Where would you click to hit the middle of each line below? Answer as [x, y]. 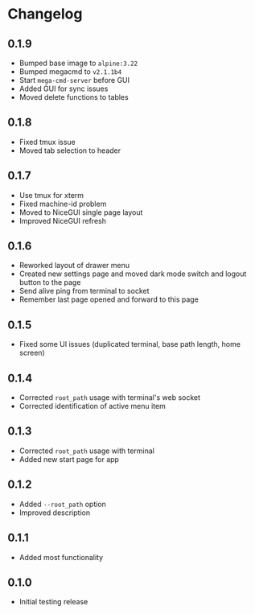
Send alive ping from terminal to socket [84, 291]
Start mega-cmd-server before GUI [74, 80]
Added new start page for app [69, 459]
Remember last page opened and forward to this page [109, 299]
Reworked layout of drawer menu [74, 266]
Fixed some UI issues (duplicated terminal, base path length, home [130, 344]
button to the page [50, 282]
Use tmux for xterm [51, 195]
